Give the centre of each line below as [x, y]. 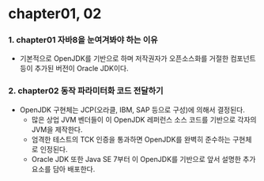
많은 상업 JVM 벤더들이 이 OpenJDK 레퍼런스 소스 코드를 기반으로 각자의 [144, 119]
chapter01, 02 [55, 14]
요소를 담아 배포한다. [63, 169]
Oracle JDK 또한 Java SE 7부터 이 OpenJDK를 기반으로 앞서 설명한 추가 [143, 159]
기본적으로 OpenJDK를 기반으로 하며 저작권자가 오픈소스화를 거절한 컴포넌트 [138, 58]
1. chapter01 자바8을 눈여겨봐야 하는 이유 [83, 40]
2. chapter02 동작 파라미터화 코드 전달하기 [86, 91]
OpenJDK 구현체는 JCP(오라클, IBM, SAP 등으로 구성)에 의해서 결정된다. [132, 109]
